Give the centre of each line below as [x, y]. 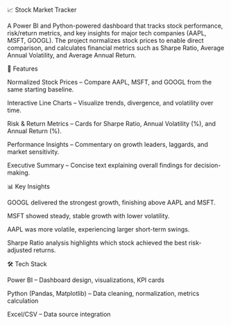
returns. [45, 250]
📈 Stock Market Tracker [42, 10]
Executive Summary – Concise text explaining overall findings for [100, 165]
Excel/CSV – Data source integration [59, 314]
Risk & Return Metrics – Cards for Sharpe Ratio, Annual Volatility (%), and [112, 124]
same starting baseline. [41, 89]
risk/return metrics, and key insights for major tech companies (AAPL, [107, 33]
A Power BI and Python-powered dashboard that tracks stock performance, [115, 26]
